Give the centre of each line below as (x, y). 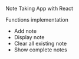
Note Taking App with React (39, 8)
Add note (25, 31)
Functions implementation (37, 20)
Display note (29, 37)
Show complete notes (40, 50)
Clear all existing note (40, 44)
